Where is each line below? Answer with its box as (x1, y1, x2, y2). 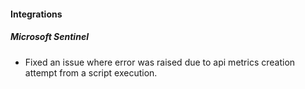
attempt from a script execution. (24, 66, 158, 79)
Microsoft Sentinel (10, 31, 89, 43)
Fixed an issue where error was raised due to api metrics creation (24, 56, 296, 68)
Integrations (10, 8, 63, 20)
